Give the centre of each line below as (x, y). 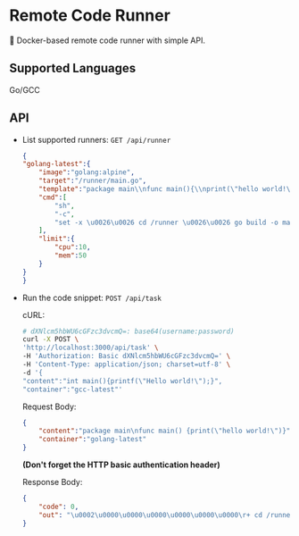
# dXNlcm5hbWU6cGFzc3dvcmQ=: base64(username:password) (128, 331)
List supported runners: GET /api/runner (96, 139)
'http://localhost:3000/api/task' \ (90, 348)
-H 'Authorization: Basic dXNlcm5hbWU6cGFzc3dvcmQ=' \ (126, 356)
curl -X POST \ (50, 339)
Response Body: (52, 482)
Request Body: (49, 406)
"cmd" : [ (53, 197)
